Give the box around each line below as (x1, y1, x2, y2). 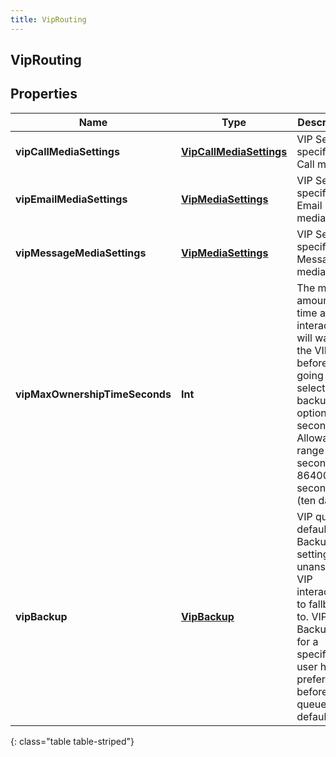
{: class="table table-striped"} (10, 735, 135, 747)
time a (296, 306, 326, 320)
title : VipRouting (10, 14, 87, 25)
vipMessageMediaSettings (15, 246, 147, 260)
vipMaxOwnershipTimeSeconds (15, 387, 172, 401)
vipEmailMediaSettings (15, 192, 128, 206)
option (296, 406, 327, 420)
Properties (10, 86, 78, 103)
